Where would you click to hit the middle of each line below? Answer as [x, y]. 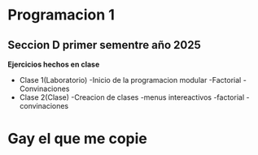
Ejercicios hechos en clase [54, 64]
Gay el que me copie [77, 139]
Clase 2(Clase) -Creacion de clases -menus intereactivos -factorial [132, 97]
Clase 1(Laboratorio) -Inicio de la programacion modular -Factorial [130, 80]
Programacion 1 [61, 15]
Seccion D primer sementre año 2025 [104, 45]
